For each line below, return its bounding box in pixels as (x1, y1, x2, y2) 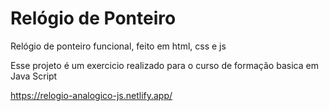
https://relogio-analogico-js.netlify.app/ (10, 89, 173, 101)
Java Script (10, 70, 58, 82)
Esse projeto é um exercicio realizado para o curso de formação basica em (10, 59, 319, 71)
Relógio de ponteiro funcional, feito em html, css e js (10, 40, 227, 52)
